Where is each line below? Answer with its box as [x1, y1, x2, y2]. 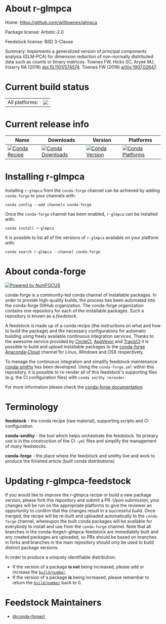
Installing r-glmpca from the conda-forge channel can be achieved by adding [5, 187, 160, 193]
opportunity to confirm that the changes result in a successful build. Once [5, 507, 156, 513]
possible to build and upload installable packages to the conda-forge [5, 343, 145, 350]
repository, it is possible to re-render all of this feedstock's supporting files [5, 369, 157, 375]
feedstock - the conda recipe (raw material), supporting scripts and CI [5, 418, 149, 424]
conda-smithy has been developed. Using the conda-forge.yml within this [5, 364, 155, 370]
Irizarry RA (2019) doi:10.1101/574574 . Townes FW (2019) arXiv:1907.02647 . [5, 64, 157, 70]
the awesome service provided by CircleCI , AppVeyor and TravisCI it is [5, 338, 149, 344]
